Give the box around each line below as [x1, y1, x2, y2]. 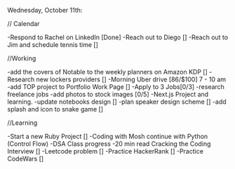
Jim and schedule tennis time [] [7, 41, 98, 48]
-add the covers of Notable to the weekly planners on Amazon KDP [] [7, 68, 208, 76]
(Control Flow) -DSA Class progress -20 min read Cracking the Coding [7, 140, 211, 148]
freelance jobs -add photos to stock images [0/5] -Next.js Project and [7, 90, 209, 98]
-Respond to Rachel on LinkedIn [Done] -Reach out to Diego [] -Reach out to [7, 33, 229, 41]
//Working [7, 54, 36, 62]
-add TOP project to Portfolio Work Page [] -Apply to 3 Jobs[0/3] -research [7, 83, 224, 90]
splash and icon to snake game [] [7, 105, 104, 113]
